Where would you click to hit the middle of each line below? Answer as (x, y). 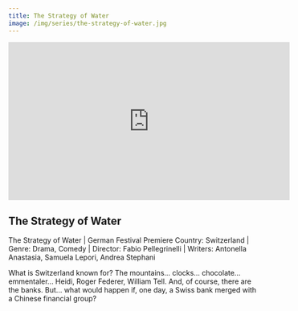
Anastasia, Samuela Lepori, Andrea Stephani (82, 257)
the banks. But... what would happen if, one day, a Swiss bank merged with (133, 290)
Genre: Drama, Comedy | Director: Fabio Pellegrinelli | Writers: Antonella (128, 249)
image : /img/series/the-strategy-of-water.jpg (88, 23)
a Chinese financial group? (53, 299)
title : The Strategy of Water (59, 16)
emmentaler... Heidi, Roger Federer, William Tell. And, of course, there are (130, 281)
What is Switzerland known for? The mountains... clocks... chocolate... (125, 273)
